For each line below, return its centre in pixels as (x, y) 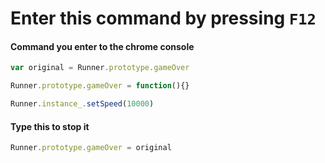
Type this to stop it (50, 126)
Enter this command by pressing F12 (163, 18)
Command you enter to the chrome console (102, 46)
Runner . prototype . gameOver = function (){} (100, 86)
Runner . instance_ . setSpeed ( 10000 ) (82, 104)
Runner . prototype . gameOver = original (91, 148)
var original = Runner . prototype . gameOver (100, 68)
